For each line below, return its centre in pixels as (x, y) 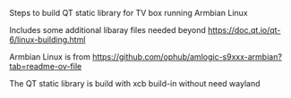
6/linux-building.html (47, 40)
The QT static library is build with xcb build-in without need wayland (135, 83)
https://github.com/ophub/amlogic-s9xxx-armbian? (187, 57)
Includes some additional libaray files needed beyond (107, 30)
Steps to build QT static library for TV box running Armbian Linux (128, 13)
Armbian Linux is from (50, 57)
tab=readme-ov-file (46, 66)
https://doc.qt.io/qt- (244, 30)
